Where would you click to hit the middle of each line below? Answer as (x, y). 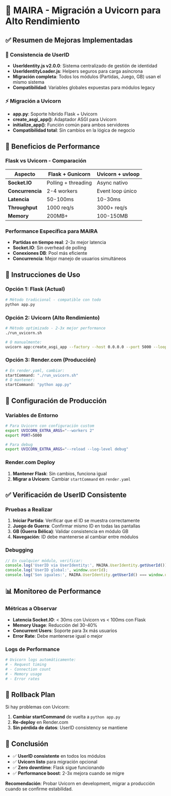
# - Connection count (28, 669)
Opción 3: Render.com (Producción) (51, 360)
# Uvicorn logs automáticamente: (41, 660)
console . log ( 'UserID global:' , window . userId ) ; (57, 570)
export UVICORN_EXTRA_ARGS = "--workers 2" (50, 430)
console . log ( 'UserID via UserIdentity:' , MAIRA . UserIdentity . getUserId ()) (86, 565)
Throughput (23, 207)
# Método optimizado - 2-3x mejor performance (55, 328)
